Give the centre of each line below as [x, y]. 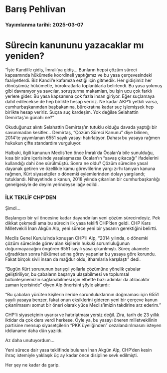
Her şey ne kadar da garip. [32, 365]
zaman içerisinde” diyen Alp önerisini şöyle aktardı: [58, 285]
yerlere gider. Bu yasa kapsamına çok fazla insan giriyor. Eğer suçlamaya [80, 96]
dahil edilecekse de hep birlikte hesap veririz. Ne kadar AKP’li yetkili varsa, [82, 102]
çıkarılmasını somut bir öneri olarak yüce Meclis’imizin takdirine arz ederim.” [83, 305]
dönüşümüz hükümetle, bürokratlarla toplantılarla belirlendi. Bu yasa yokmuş [84, 86]
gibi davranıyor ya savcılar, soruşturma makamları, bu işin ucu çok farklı [79, 91]
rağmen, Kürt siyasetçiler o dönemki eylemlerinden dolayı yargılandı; [76, 174]
